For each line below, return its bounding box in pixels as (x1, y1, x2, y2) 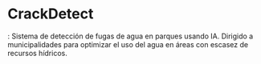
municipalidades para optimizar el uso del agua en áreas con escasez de (7, 39, 249, 49)
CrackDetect (7, 5, 94, 23)
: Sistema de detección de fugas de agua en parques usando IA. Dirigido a (7, 31, 254, 41)
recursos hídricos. (7, 48, 67, 58)
